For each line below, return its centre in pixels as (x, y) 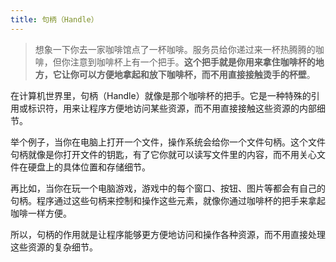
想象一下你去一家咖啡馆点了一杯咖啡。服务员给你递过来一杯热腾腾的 (175, 49)
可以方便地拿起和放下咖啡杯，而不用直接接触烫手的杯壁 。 (197, 74)
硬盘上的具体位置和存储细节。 (89, 167)
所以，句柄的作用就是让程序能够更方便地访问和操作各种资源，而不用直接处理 (168, 234)
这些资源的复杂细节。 (54, 247)
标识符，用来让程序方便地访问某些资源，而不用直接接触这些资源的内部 (172, 108)
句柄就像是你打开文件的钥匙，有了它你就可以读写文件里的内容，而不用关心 (163, 154)
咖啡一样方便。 (41, 213)
